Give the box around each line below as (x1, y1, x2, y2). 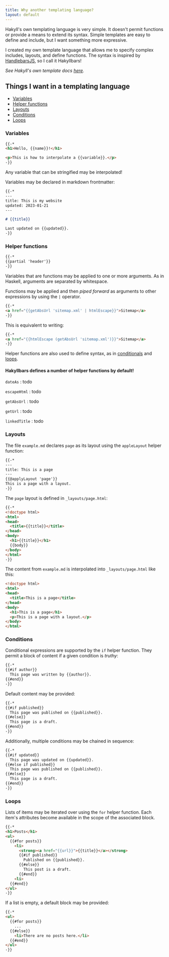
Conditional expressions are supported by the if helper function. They (5, 647, 152, 653)
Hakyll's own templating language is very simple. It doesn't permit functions (5, 26, 163, 32)
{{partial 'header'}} (5, 259, 51, 264)
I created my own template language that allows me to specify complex (5, 47, 154, 53)
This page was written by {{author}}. (10, 672, 92, 677)
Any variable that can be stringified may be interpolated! (5, 169, 122, 175)
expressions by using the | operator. (5, 294, 81, 300)
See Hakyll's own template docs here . (5, 67, 85, 74)
